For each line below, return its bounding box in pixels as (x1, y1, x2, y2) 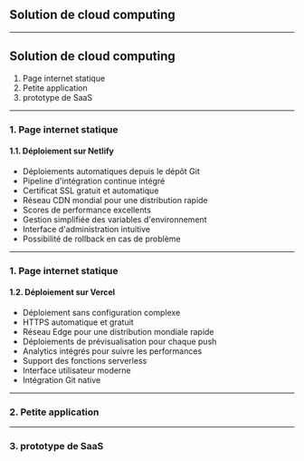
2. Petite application (9, 406, 100, 418)
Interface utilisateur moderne (22, 365, 131, 376)
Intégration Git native (22, 374, 101, 385)
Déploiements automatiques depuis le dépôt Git (22, 165, 201, 176)
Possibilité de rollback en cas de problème (22, 233, 181, 244)
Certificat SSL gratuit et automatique (22, 185, 159, 196)
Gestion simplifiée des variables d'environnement (22, 213, 207, 225)
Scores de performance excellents (22, 204, 152, 215)
